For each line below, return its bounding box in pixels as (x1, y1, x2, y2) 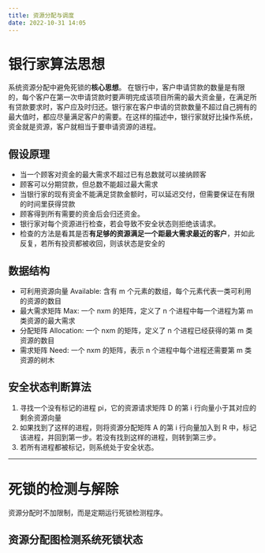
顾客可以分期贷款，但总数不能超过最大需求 (19, 180, 159, 189)
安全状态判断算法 (8, 380, 91, 394)
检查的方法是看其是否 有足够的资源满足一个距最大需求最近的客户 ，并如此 (19, 229, 255, 239)
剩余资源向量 (19, 413, 62, 422)
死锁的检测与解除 (8, 481, 120, 499)
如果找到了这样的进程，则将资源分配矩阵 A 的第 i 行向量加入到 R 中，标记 (19, 422, 257, 432)
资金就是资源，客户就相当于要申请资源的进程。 (8, 122, 160, 132)
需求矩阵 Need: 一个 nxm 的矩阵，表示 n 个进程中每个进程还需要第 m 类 (19, 346, 252, 355)
